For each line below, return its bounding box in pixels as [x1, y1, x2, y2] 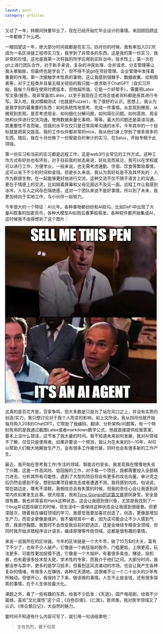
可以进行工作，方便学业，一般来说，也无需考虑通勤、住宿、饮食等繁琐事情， [5, 163, 158, 169]
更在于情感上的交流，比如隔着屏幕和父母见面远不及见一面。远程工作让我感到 [5, 181, 158, 187]
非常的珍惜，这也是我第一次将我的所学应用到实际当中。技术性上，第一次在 [5, 56, 154, 62]
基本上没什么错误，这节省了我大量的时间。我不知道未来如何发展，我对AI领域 [5, 433, 158, 439]
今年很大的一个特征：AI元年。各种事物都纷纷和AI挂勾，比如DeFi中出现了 [5, 204, 150, 209]
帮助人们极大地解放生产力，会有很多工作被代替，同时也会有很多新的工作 [9, 445, 154, 451]
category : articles [5, 13, 45, 18]
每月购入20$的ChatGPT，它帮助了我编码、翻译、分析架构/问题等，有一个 [5, 421, 152, 427]
